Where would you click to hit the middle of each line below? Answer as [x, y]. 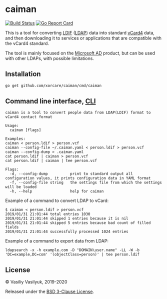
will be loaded [21, 187]
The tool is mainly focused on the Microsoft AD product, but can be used [80, 53]
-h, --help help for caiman [57, 191]
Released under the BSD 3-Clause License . [49, 291]
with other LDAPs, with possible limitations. [49, 58]
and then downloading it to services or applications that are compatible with [83, 38]
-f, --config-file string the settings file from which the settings [86, 183]
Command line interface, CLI [50, 101]
